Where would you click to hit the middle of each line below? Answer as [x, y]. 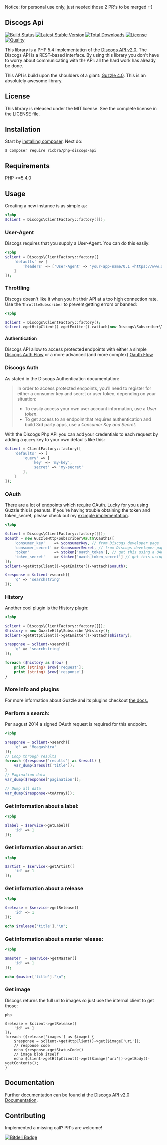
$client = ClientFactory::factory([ [43, 449]
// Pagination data [25, 775]
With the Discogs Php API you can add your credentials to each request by [82, 434]
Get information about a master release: [54, 939]
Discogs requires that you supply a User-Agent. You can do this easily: [78, 243]
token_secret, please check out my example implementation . [67, 516]
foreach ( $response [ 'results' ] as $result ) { [53, 761]
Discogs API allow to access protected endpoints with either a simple [76, 349]
